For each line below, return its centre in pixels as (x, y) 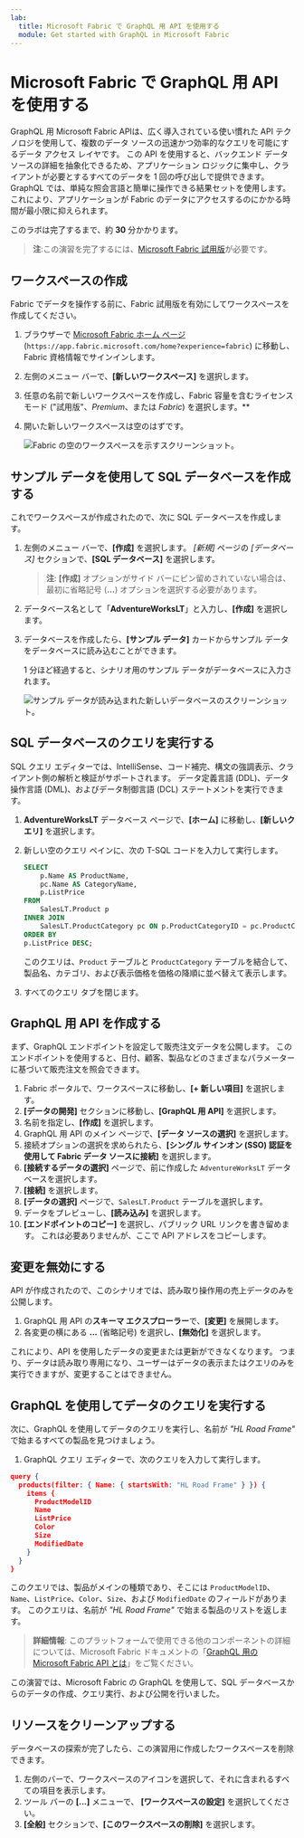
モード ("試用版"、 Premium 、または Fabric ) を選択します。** (137, 407)
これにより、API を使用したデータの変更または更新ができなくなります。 (144, 1352)
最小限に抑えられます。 (69, 211)
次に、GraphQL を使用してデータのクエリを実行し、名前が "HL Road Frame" (153, 1428)
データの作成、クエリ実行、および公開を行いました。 (125, 1694)
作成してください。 (46, 315)
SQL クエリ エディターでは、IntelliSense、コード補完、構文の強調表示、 (144, 767)
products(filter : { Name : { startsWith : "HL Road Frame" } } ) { (142, 1485)
